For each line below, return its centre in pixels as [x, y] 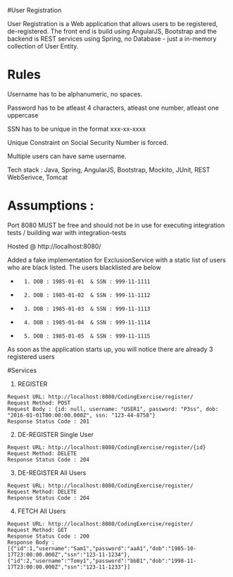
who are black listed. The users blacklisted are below [84, 267]
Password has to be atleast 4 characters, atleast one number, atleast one [113, 108]
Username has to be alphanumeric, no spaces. [75, 94]
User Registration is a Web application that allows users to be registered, [113, 24]
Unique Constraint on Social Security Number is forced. [88, 142]
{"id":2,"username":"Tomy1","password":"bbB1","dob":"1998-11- [102, 561]
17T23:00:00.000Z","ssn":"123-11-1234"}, [69, 554]
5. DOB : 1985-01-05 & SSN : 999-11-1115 [87, 336]
